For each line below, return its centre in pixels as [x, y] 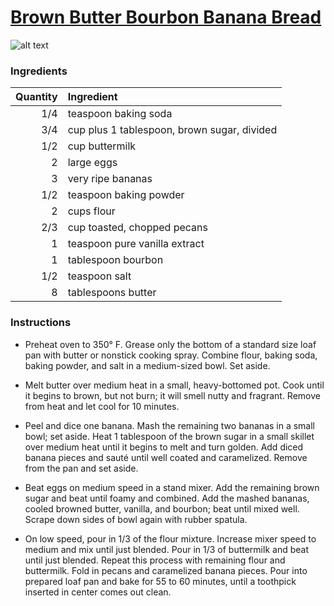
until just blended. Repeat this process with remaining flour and [155, 560]
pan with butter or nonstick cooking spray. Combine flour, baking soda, [171, 355]
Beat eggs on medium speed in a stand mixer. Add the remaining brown [172, 487]
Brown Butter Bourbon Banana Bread [166, 17]
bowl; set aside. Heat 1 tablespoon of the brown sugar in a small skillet [169, 436]
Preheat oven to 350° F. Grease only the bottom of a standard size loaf [170, 344]
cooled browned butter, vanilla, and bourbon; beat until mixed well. [162, 508]
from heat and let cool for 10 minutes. [102, 406]
